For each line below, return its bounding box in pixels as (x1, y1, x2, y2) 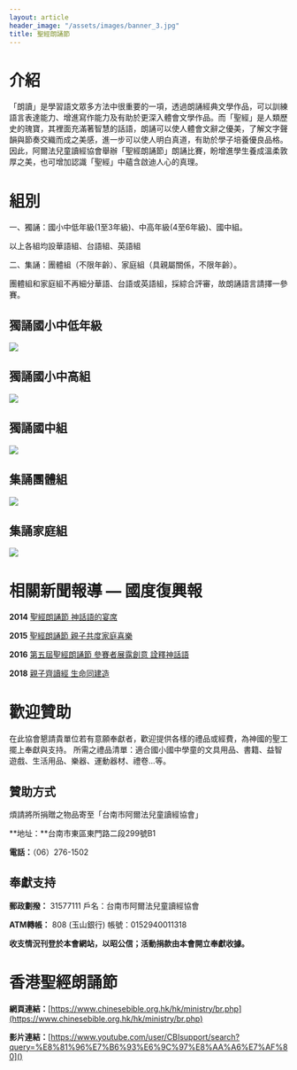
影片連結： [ (9, 1031, 51, 1042)
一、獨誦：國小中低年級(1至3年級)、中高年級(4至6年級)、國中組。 (9, 222, 247, 233)
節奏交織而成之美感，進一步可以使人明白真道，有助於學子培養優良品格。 (24, 135, 288, 145)
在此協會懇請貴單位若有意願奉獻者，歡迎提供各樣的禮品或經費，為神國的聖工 (9, 733, 288, 744)
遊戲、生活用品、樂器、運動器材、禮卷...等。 (9, 756, 171, 766)
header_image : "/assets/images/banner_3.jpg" (9, 21, 179, 30)
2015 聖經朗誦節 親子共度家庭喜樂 (9, 631, 133, 641)
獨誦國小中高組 (9, 369, 91, 384)
